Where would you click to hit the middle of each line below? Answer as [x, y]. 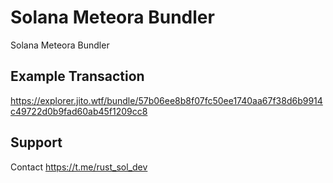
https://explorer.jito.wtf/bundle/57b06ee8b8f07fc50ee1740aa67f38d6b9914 [166, 100]
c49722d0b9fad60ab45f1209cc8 [79, 111]
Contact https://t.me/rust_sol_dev [79, 167]
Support [36, 142]
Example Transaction [77, 76]
